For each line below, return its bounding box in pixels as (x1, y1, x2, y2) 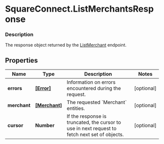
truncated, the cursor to (66, 119, 121, 126)
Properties (5, 56, 38, 64)
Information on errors (66, 79, 116, 86)
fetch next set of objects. (66, 131, 124, 138)
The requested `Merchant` (66, 99, 127, 106)
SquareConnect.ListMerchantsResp (5, 3, 154, 15)
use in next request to (66, 125, 117, 132)
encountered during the (66, 85, 121, 92)
